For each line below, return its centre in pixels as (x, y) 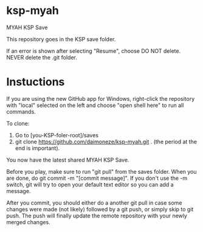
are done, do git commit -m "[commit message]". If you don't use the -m (97, 178)
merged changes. (28, 222)
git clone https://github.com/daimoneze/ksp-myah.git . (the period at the (106, 142)
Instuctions (36, 82)
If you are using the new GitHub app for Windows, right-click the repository (101, 98)
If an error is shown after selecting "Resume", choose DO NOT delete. (94, 51)
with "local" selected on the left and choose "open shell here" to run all (95, 105)
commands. (21, 111)
